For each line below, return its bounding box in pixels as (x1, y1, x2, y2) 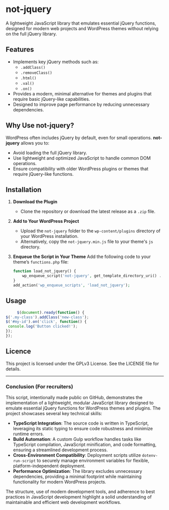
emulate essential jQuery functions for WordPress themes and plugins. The (6, 405, 161, 411)
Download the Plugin (13, 199, 58, 205)
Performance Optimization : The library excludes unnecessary (13, 468, 142, 474)
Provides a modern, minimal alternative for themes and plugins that (13, 90, 152, 96)
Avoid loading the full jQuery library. (13, 150, 87, 156)
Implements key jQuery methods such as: (13, 59, 99, 65)
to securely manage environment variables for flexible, (37, 458, 149, 464)
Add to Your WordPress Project (13, 218, 79, 224)
